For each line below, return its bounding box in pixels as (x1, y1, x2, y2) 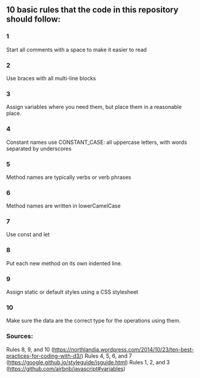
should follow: (6, 14, 61, 25)
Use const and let (6, 231, 50, 238)
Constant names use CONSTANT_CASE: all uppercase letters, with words (6, 138, 187, 146)
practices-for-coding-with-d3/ (6, 352, 82, 359)
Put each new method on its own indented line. (6, 259, 123, 267)
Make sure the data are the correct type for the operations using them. (6, 317, 181, 324)
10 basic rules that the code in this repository (6, 5, 179, 15)
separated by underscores (6, 144, 72, 152)
